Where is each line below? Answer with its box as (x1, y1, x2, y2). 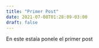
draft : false (6, 19, 38, 25)
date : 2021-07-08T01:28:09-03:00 (6, 14, 88, 20)
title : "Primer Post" (6, 8, 59, 15)
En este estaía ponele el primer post (6, 36, 93, 43)
